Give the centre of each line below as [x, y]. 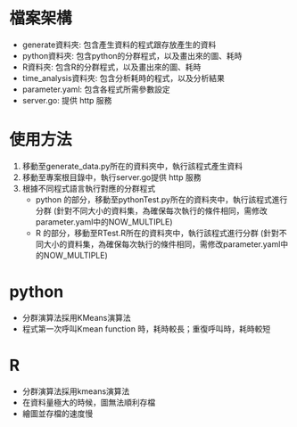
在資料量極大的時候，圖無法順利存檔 [89, 402]
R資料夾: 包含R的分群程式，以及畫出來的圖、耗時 [111, 67]
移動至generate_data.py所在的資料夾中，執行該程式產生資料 [132, 166]
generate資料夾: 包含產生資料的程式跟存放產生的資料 [119, 45]
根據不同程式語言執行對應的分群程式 [89, 188]
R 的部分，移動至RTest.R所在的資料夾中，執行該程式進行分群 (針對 [157, 233]
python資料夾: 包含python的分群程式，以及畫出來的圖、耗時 [132, 55]
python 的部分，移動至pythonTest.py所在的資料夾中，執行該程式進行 [161, 199]
